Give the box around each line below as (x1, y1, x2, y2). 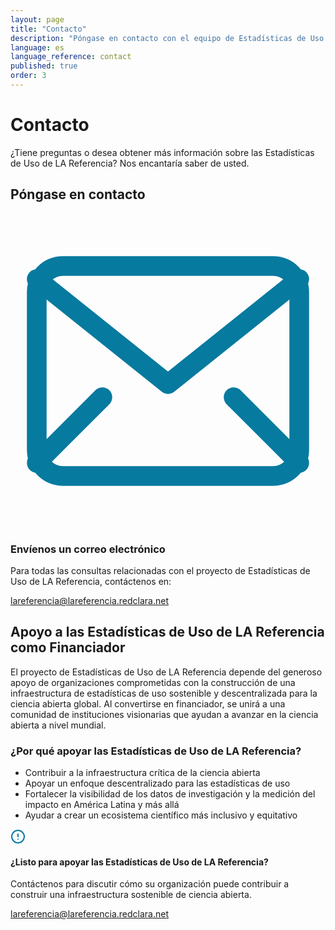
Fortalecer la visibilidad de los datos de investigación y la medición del (24, 788, 316, 800)
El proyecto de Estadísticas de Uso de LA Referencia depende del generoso (10, 666, 323, 678)
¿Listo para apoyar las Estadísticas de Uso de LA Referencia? (10, 856, 269, 868)
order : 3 (10, 71, 47, 81)
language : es (10, 42, 65, 53)
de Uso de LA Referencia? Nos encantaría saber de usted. (10, 157, 250, 169)
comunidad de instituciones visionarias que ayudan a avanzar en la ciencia (10, 708, 319, 720)
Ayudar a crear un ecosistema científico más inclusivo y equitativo (24, 809, 298, 821)
